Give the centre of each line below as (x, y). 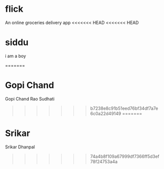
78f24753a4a (104, 161)
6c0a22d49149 (106, 113)
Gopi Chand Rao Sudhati (30, 98)
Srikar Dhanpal (20, 147)
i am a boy (15, 56)
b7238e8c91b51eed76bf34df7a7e (124, 108)
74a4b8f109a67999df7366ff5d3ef (125, 156)
